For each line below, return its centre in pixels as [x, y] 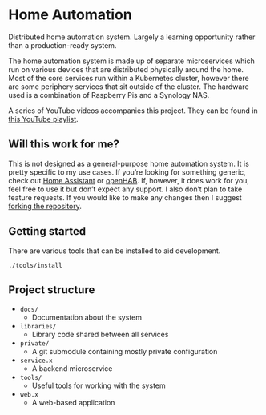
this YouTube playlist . [43, 119]
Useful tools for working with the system [99, 385]
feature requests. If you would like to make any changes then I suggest [125, 197]
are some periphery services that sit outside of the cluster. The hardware [129, 87]
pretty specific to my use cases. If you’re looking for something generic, [127, 172]
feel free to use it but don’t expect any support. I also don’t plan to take [125, 189]
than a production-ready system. [62, 45]
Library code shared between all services [100, 335]
